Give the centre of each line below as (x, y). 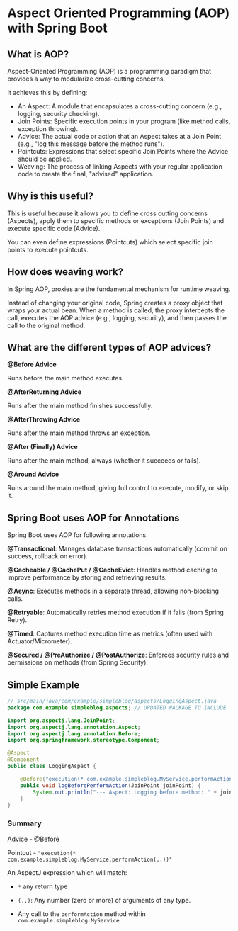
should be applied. (45, 159)
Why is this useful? (51, 196)
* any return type (42, 886)
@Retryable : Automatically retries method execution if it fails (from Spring (116, 613)
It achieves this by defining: (47, 92)
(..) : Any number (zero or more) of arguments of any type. (104, 900)
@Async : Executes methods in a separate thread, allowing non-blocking (113, 591)
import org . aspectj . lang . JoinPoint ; (61, 721)
